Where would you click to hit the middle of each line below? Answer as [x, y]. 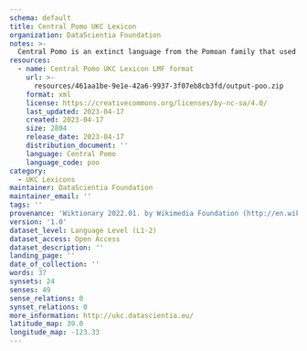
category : [28, 171]
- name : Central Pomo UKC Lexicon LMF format [106, 69]
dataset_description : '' [57, 248]
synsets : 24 [32, 282]
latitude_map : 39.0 [47, 324]
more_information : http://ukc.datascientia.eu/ [102, 315]
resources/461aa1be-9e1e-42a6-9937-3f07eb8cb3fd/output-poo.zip [159, 86]
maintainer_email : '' [51, 197]
